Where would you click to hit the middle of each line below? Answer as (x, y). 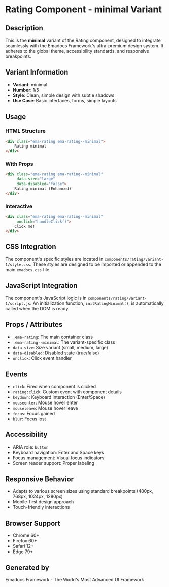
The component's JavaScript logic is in (46, 298)
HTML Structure (25, 131)
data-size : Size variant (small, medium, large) (60, 348)
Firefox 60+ (25, 541)
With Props (19, 164)
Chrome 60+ (26, 535)
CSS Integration (31, 247)
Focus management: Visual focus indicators (58, 458)
